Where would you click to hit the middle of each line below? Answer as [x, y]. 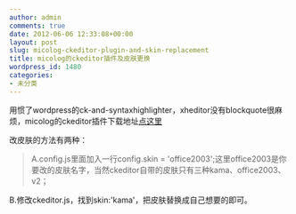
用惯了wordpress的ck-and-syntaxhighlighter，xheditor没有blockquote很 [142, 110]
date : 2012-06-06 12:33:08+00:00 [71, 34]
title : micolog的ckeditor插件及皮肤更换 [80, 59]
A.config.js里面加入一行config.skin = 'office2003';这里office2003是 [155, 159]
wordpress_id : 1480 [45, 67]
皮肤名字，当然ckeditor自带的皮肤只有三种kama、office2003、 [170, 170]
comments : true [37, 26]
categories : [31, 75]
